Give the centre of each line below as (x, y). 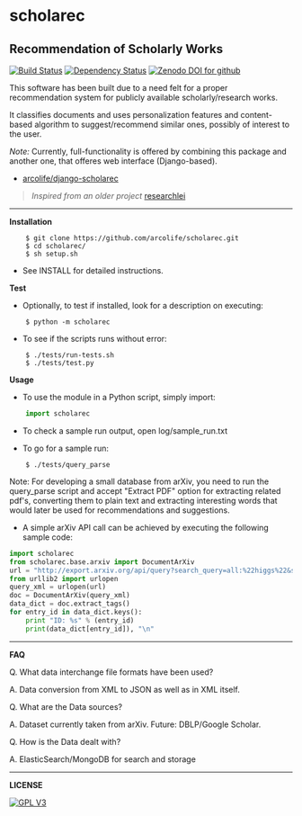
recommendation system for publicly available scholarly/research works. (144, 97)
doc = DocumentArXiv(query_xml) (70, 596)
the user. (26, 134)
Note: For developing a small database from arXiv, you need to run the (139, 481)
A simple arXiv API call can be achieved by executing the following (146, 527)
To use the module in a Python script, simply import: (119, 397)
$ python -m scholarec (68, 322)
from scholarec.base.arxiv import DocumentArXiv (102, 562)
